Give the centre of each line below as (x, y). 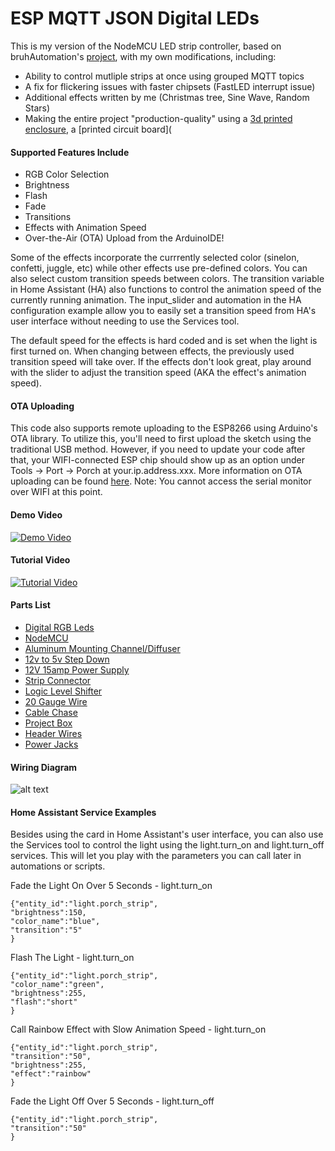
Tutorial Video (40, 560)
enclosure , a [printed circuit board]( (98, 129)
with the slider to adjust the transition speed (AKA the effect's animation (158, 373)
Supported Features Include (70, 152)
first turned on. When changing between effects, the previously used (152, 351)
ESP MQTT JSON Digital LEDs (135, 18)
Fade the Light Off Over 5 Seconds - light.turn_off (112, 1101)
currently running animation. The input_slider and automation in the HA (156, 300)
